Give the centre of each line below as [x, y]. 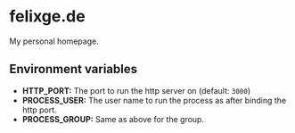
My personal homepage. [54, 41]
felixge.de [48, 17]
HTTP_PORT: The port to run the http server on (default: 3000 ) [136, 90]
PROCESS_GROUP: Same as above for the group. [113, 119]
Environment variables [74, 69]
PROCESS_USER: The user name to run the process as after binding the [154, 100]
